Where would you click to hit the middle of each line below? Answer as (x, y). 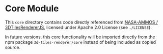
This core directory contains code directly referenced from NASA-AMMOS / (81, 22)
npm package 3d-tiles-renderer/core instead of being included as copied (81, 42)
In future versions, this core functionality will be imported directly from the (80, 37)
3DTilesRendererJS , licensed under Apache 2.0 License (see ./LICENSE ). (79, 27)
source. (13, 47)
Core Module (32, 9)
